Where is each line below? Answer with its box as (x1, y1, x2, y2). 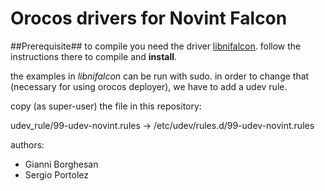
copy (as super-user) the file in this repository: (10, 100, 202, 112)
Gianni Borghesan (24, 158, 99, 170)
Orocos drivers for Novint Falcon (10, 7, 288, 30)
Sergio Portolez (24, 168, 89, 181)
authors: (10, 138, 45, 151)
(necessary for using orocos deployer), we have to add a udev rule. (10, 80, 288, 92)
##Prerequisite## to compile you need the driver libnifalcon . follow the (10, 40, 302, 52)
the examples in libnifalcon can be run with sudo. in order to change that (10, 70, 310, 82)
